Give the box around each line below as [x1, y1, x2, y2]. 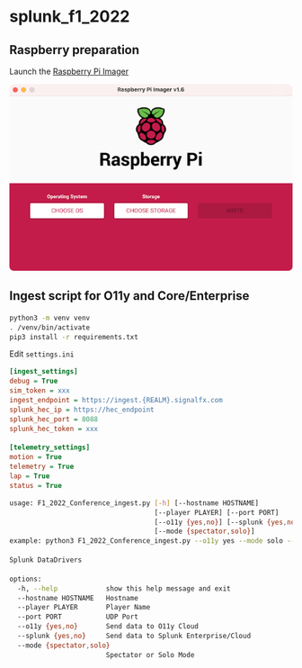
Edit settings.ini [9, 348, 75, 359]
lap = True [9, 472, 50, 481]
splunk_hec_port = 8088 [9, 414, 99, 424]
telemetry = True [9, 462, 75, 472]
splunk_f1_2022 [9, 6, 130, 27]
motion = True [9, 453, 63, 462]
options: [9, 574, 42, 583]
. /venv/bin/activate [9, 322, 91, 332]
